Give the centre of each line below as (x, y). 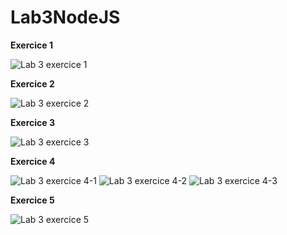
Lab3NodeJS (65, 17)
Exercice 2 (32, 83)
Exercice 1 (32, 45)
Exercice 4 (33, 161)
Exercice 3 (33, 122)
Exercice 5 (32, 200)
